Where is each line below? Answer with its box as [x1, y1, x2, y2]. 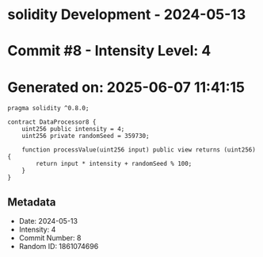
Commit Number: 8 [18, 233, 82, 243]
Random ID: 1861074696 [18, 242, 99, 251]
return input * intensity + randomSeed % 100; [36, 160, 192, 168]
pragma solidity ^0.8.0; [7, 105, 90, 113]
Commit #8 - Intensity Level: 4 [7, 42, 212, 60]
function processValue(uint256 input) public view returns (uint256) [21, 146, 257, 154]
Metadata [7, 195, 56, 209]
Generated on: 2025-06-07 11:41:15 [7, 78, 245, 96]
